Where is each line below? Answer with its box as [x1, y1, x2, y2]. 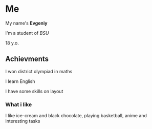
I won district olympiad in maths [5, 68, 73, 74]
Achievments [5, 55, 49, 63]
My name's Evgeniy [5, 20, 48, 26]
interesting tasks [5, 118, 40, 124]
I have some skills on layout [5, 88, 63, 94]
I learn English [5, 78, 35, 84]
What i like [5, 101, 32, 108]
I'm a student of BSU [5, 30, 49, 36]
